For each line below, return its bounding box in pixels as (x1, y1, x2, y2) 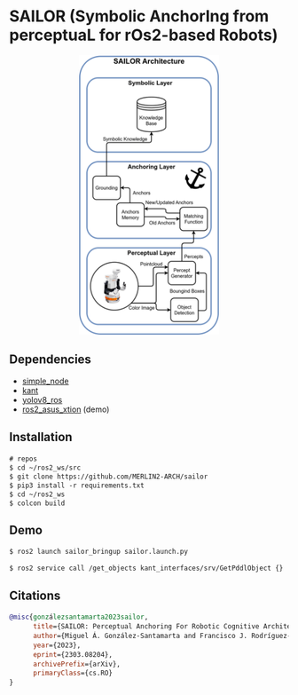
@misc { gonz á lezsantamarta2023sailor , (9, 612, 149, 622)
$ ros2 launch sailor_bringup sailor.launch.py (9, 548, 189, 557)
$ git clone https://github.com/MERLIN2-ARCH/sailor (9, 472, 208, 481)
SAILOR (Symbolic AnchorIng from (9, 6, 270, 27)
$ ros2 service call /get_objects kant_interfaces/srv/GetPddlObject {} (9, 564, 284, 573)
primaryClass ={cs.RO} (32, 668, 114, 678)
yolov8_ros (21, 394, 63, 405)
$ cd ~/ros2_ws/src (9, 463, 82, 472)
